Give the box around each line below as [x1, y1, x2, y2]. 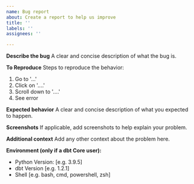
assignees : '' [6, 31, 42, 37]
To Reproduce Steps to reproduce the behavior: [6, 64, 124, 71]
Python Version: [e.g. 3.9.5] [14, 158, 82, 166]
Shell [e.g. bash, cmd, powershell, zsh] [14, 171, 111, 179]
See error [14, 95, 39, 102]
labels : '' [6, 25, 33, 32]
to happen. [6, 113, 33, 120]
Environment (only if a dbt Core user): [6, 147, 102, 154]
